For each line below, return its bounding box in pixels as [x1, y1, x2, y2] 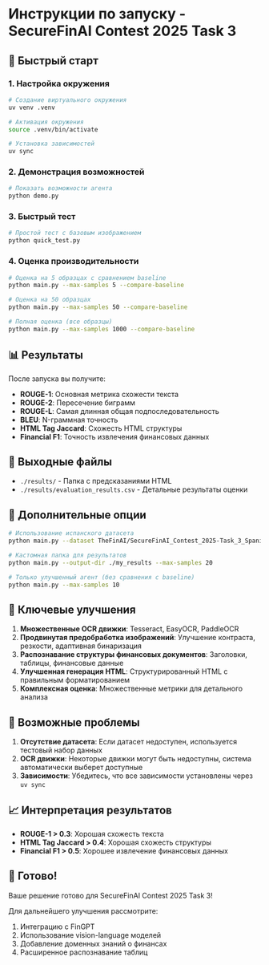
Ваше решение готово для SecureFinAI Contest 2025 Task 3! [8, 890, 214, 900]
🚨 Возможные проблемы [8, 716, 140, 729]
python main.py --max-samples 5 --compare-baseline [8, 282, 184, 290]
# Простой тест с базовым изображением [8, 229, 142, 237]
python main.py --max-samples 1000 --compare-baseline [8, 325, 195, 333]
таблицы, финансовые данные [19, 659, 124, 668]
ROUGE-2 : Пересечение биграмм [19, 398, 136, 407]
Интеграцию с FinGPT [19, 922, 95, 931]
